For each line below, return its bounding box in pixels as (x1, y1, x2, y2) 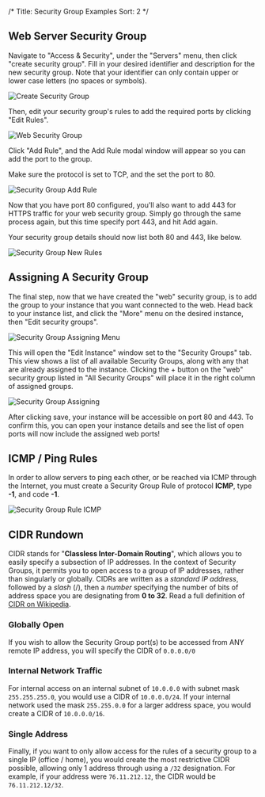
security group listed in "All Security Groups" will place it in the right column (8, 372, 256, 383)
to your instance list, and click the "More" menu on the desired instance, (8, 308, 244, 318)
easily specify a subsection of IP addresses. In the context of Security (8, 558, 237, 567)
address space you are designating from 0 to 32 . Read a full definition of (8, 591, 245, 601)
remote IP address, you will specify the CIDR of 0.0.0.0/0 (8, 646, 196, 655)
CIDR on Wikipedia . (8, 600, 71, 609)
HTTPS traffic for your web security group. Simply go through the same (8, 208, 241, 218)
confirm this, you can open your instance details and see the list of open (8, 420, 244, 430)
